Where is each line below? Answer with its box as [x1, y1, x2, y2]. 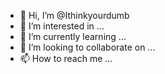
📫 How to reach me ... [19, 53, 113, 64]
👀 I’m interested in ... [19, 20, 105, 32]
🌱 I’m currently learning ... [19, 31, 127, 42]
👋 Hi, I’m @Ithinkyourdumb [19, 10, 130, 21]
